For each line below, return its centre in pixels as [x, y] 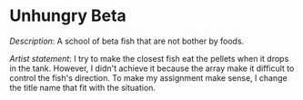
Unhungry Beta [68, 16]
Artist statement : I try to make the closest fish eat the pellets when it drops [149, 58]
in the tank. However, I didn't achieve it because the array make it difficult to [152, 68]
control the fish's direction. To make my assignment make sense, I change [149, 77]
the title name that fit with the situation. [83, 87]
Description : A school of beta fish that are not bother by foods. [127, 41]
